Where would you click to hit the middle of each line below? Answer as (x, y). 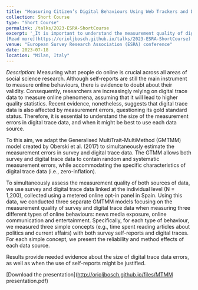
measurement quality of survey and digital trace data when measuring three (98, 207)
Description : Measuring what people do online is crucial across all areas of (97, 72)
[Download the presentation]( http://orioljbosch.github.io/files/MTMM (90, 274)
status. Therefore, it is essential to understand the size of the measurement (97, 116)
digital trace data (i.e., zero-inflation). (51, 171)
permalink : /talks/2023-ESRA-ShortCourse (58, 28)
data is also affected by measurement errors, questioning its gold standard (97, 110)
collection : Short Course (38, 17)
